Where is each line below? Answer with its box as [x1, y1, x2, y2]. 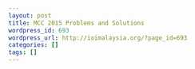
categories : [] [8, 41, 59, 49]
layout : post [8, 11, 52, 20]
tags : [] [8, 48, 38, 56]
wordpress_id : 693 [8, 26, 70, 34]
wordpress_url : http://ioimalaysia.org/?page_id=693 [8, 33, 188, 42]
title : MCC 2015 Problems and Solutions [8, 19, 145, 27]
